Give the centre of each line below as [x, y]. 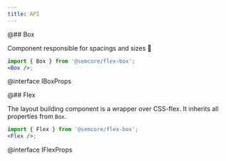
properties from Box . [37, 116]
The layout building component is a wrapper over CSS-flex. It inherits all [113, 109]
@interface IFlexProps [40, 150]
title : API [24, 14]
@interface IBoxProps [40, 81]
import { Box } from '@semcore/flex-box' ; [71, 61]
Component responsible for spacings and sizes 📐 [79, 48]
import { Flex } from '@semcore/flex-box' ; [73, 130]
